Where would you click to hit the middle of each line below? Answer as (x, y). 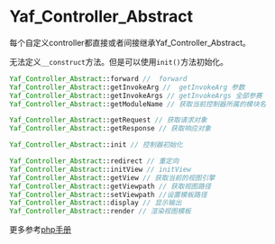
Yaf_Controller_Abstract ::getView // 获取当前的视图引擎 (112, 177)
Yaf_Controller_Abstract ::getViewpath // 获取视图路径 (110, 186)
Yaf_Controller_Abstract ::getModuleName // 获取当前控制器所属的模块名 (138, 104)
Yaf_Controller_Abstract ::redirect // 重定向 (94, 161)
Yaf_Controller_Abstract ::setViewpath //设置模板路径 (108, 194)
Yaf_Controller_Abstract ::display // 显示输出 (96, 203)
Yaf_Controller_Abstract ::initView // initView (101, 169)
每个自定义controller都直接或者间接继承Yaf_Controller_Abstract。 (130, 42)
